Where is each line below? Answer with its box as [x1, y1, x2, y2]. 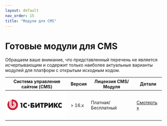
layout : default [5, 8, 39, 13]
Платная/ [91, 100, 111, 106]
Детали [140, 81, 157, 87]
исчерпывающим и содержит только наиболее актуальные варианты [5, 62, 153, 68]
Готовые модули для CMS [5, 40, 118, 52]
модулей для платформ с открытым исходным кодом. [5, 67, 120, 73]
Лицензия [94, 78, 116, 84]
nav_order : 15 [5, 13, 35, 18]
